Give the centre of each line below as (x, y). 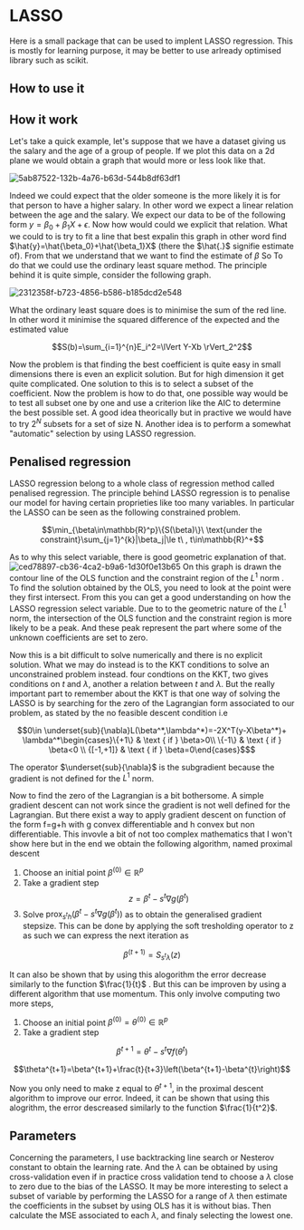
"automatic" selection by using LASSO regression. (103, 433)
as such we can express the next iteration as (105, 935)
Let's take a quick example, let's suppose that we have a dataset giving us (148, 141)
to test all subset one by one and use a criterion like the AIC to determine (145, 402)
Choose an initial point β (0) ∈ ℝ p (83, 872)
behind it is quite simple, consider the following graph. (110, 275)
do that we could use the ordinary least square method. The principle (138, 265)
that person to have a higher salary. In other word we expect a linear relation (152, 206)
